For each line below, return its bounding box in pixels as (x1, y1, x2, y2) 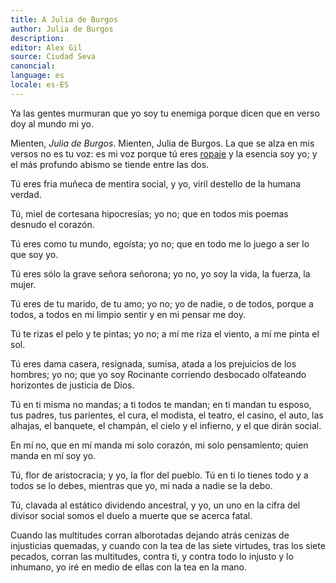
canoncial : (10, 61, 56, 71)
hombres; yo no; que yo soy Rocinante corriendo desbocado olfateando (10, 368, 307, 380)
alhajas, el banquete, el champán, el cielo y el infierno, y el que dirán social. (10, 419, 322, 431)
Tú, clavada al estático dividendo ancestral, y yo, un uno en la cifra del (10, 499, 301, 511)
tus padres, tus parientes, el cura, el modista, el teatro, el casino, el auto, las (10, 409, 324, 421)
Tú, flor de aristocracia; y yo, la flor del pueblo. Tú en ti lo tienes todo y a (10, 469, 309, 481)
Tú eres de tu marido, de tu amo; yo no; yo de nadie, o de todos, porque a (10, 297, 314, 310)
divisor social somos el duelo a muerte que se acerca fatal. (10, 509, 253, 521)
